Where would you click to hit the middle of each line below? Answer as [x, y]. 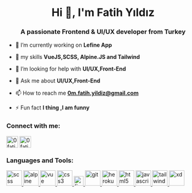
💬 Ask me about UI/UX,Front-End [58, 81]
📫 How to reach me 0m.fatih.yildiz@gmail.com [77, 93]
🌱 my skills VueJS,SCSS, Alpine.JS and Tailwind [77, 57]
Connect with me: [33, 126]
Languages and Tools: [40, 160]
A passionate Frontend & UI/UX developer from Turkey [103, 32]
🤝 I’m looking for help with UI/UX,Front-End [71, 69]
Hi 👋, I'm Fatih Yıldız [103, 13]
